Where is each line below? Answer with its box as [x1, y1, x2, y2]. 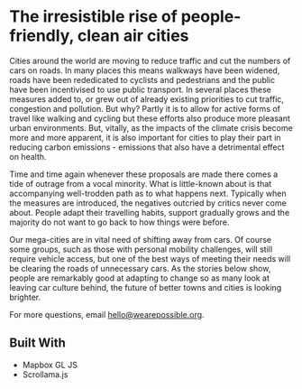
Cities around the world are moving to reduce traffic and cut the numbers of [9, 55, 291, 66]
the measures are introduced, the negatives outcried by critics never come [9, 197, 287, 208]
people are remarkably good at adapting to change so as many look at [9, 273, 270, 283]
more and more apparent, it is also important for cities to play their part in [9, 132, 281, 143]
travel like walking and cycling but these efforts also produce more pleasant [9, 113, 291, 124]
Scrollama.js [22, 368, 69, 380]
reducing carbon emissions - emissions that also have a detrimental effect [9, 142, 285, 153]
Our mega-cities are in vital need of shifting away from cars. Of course [9, 234, 272, 245]
